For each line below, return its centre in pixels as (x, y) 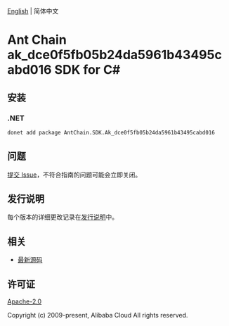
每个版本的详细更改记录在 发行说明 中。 (63, 217)
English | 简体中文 (33, 11)
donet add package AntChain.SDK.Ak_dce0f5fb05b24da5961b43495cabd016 (111, 132)
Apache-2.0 (25, 301)
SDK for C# (87, 70)
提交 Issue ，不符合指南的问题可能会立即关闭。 (74, 175)
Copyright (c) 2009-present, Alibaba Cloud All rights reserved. (98, 315)
